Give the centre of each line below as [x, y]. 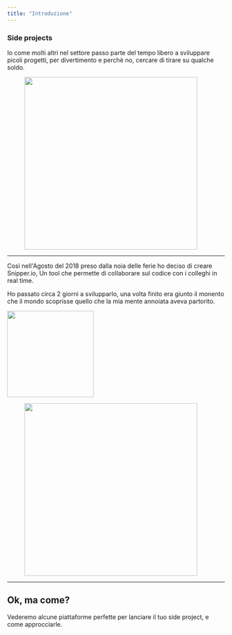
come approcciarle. [35, 624]
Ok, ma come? [39, 600]
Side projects [30, 37]
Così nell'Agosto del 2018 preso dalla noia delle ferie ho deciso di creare [110, 266]
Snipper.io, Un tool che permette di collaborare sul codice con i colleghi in [112, 273]
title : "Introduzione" [40, 13]
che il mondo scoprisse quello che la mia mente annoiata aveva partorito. [111, 301]
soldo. [16, 67]
